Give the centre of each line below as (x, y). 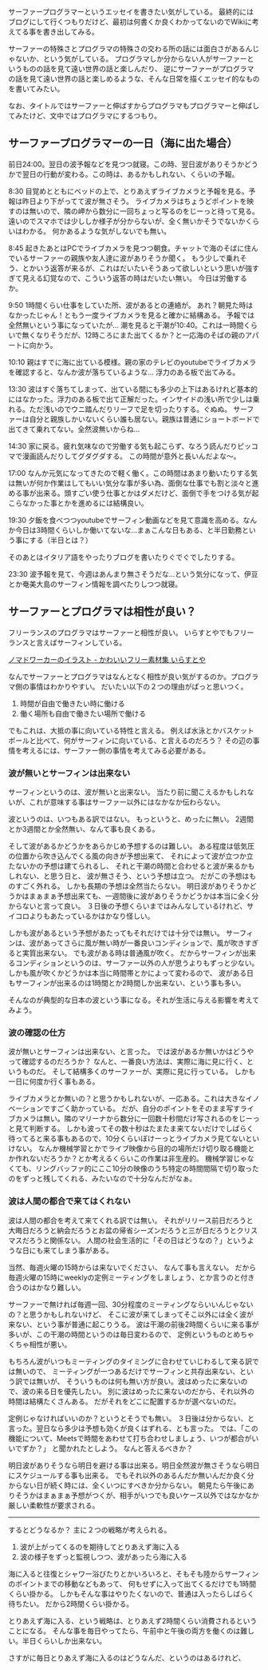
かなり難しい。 (60, 1287)
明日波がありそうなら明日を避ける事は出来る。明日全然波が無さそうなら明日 (134, 1465)
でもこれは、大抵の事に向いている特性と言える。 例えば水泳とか (114, 730)
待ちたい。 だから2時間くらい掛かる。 (71, 1604)
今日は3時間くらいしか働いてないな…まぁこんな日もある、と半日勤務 (128, 529)
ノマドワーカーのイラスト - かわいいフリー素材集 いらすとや (107, 659)
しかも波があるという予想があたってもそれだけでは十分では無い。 (116, 933)
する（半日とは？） (61, 540)
